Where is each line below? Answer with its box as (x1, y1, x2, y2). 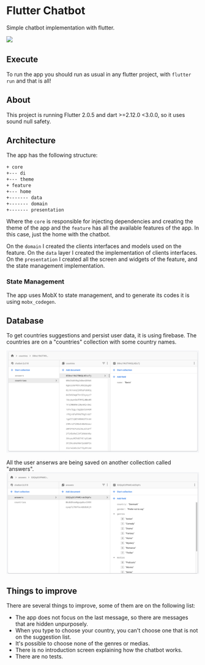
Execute (6, 54, 39, 65)
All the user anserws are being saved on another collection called (6, 459, 171, 466)
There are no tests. (15, 653, 63, 660)
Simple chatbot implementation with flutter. (6, 24, 115, 31)
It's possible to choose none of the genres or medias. (15, 640, 150, 647)
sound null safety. (6, 118, 51, 125)
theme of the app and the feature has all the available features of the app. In (6, 224, 199, 231)
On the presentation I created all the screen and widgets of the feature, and (6, 255, 198, 263)
